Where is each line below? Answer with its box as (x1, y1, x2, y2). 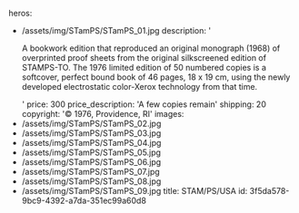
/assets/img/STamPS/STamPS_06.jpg (21, 157, 162, 167)
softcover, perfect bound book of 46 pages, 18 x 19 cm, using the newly (21, 72, 291, 82)
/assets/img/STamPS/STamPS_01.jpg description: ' (21, 25, 211, 35)
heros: (8, 8, 33, 18)
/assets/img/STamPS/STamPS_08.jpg (21, 176, 162, 187)
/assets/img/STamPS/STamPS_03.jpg (21, 128, 162, 139)
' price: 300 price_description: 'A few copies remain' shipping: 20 (21, 99, 267, 110)
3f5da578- (249, 186, 290, 196)
